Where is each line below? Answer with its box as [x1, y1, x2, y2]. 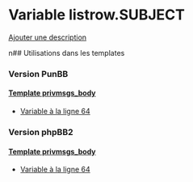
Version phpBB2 [8, 126, 74, 138]
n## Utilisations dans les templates [8, 48, 125, 57]
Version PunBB [8, 68, 69, 79]
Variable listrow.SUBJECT [8, 6, 186, 24]
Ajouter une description [8, 32, 87, 42]
